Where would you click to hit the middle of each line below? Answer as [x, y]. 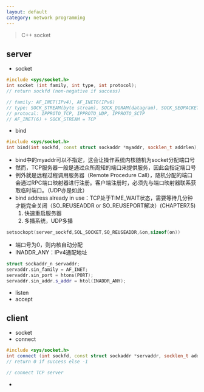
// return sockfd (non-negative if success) [63, 91]
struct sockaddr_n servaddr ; [43, 264]
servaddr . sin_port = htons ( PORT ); [50, 275]
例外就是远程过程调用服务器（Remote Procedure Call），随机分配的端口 [104, 175]
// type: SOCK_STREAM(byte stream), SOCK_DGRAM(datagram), [83, 108]
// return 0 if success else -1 [47, 362]
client [17, 318]
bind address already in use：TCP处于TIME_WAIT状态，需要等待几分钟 [104, 198]
